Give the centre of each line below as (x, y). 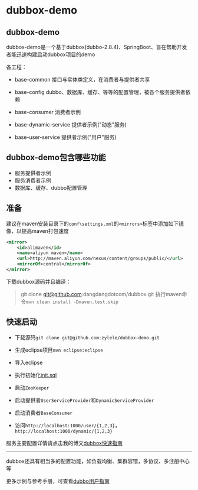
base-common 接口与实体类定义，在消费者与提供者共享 (82, 79)
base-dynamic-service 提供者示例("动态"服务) (70, 124)
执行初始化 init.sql (36, 375)
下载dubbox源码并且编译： (39, 281)
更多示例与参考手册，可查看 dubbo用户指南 (58, 481)
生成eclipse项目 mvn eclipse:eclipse (59, 350)
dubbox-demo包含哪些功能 (56, 158)
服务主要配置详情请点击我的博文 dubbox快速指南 (64, 443)
